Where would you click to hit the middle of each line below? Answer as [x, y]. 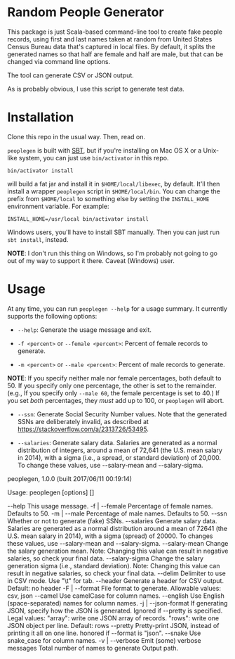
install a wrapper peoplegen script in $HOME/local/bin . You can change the [114, 191]
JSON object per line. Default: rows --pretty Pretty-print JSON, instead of [113, 625]
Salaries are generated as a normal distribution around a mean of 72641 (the [117, 528]
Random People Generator [86, 12]
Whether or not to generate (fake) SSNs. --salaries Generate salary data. [112, 520]
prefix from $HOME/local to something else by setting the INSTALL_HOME [108, 198]
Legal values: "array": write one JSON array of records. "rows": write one [113, 618]
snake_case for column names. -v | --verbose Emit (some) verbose [104, 640]
